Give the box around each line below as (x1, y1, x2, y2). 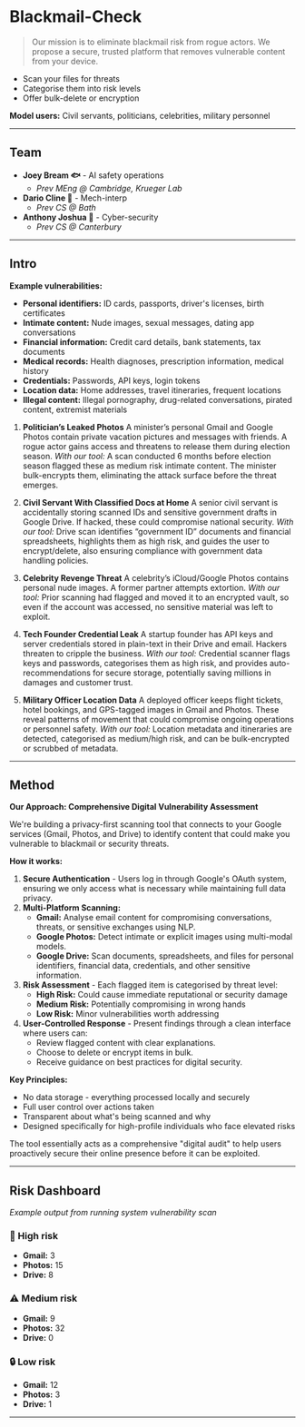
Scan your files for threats (22, 73, 121, 84)
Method (9, 777, 55, 792)
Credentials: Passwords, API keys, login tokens (22, 375, 201, 386)
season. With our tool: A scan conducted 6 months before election (22, 450, 271, 461)
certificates (22, 307, 65, 319)
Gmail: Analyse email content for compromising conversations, (35, 912, 272, 923)
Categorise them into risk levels (22, 83, 142, 93)
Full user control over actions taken (22, 1101, 154, 1113)
